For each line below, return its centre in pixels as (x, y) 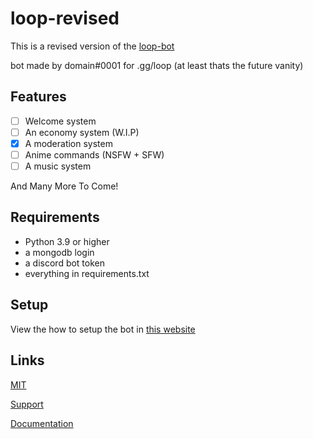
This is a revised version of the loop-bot (92, 46)
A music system (58, 166)
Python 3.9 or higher (67, 241)
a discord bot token (65, 263)
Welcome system (60, 121)
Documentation (42, 423)
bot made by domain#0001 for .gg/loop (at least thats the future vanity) (157, 65)
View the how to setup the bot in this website (103, 329)
